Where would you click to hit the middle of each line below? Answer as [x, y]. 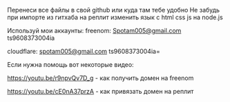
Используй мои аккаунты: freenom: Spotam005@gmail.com [94, 31]
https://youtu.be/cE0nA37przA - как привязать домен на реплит [100, 91]
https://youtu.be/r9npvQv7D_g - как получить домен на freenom [100, 78]
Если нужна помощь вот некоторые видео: [70, 64]
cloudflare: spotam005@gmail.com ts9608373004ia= [84, 51]
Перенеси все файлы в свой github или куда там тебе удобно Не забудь [113, 10]
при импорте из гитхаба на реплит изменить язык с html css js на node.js [115, 17]
